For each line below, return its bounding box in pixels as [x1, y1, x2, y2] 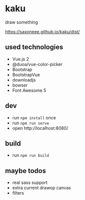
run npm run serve [12, 120, 49, 126]
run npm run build [12, 152, 49, 158]
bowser [12, 82, 28, 88]
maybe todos [5, 167, 46, 175]
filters [12, 190, 25, 196]
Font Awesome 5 [12, 87, 47, 93]
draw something [5, 19, 38, 25]
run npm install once [12, 114, 57, 120]
